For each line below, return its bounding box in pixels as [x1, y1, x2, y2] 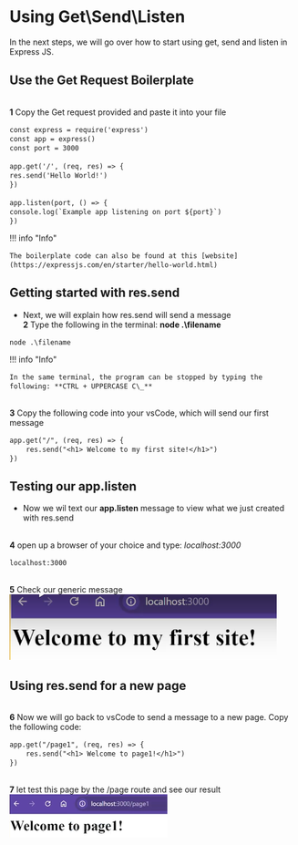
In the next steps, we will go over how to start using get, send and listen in [9, 36, 288, 47]
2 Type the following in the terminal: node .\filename [22, 319, 221, 330]
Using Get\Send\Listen [9, 6, 185, 27]
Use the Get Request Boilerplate [9, 73, 194, 88]
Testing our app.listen [9, 479, 137, 494]
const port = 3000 [9, 143, 79, 152]
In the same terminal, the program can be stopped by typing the [9, 372, 262, 382]
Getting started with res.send [9, 285, 180, 301]
